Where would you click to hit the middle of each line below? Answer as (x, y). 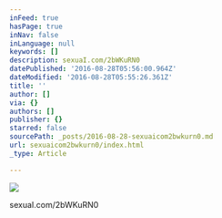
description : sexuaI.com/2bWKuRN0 (75, 60)
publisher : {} (36, 119)
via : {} (24, 103)
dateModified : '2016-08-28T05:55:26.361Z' (91, 78)
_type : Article (38, 153)
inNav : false (34, 35)
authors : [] (32, 111)
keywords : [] (34, 52)
